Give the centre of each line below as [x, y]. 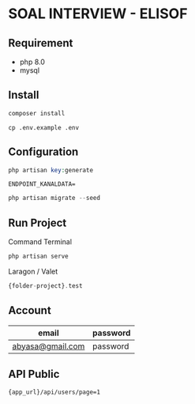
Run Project [37, 223]
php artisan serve [38, 257]
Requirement [41, 43]
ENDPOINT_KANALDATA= [42, 184]
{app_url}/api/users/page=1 [54, 392]
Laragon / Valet [33, 271]
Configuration [43, 152]
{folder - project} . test [45, 285]
